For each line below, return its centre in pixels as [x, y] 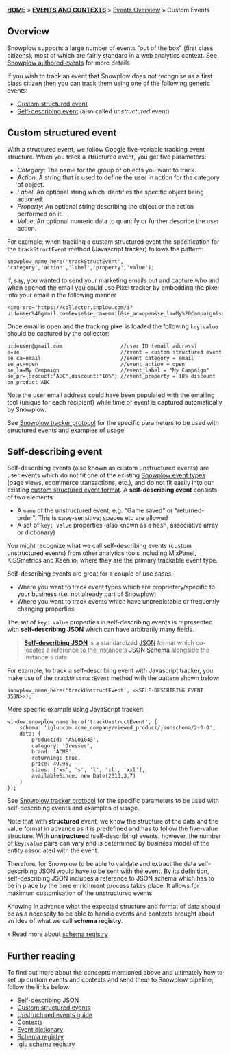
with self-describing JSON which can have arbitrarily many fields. [101, 629]
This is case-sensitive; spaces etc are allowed [103, 518]
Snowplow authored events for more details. [69, 63]
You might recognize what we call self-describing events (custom [99, 546]
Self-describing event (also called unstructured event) [93, 111]
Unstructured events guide [55, 1015]
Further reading [41, 956]
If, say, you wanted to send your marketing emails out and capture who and [113, 280]
